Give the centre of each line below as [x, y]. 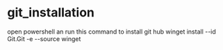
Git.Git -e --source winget [44, 38]
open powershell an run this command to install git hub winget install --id [112, 32]
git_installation [51, 13]
